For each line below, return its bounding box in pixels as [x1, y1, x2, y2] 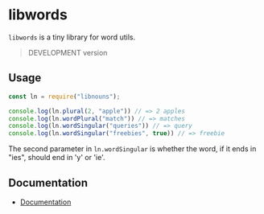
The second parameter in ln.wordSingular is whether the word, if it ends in [8, 144, 257, 154]
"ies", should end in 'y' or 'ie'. [8, 153, 106, 163]
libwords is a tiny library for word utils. [8, 32, 135, 42]
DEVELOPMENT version [27, 47, 108, 57]
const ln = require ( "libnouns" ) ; [8, 93, 121, 101]
